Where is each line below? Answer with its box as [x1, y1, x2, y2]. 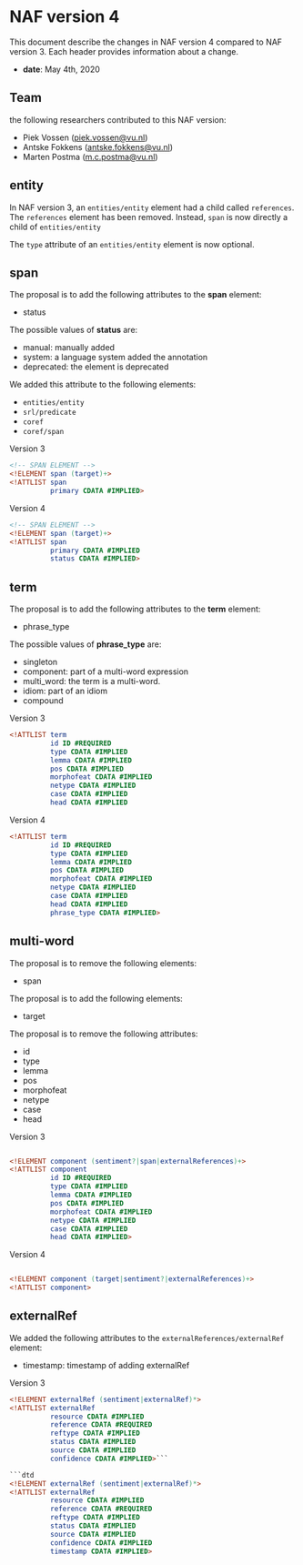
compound [22, 695, 64, 706]
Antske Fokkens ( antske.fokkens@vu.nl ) [22, 141, 174, 152]
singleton [22, 657, 58, 668]
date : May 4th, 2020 [22, 64, 100, 75]
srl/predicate [22, 408, 76, 418]
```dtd [9, 1470, 35, 1479]
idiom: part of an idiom [22, 685, 107, 697]
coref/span [22, 428, 65, 437]
